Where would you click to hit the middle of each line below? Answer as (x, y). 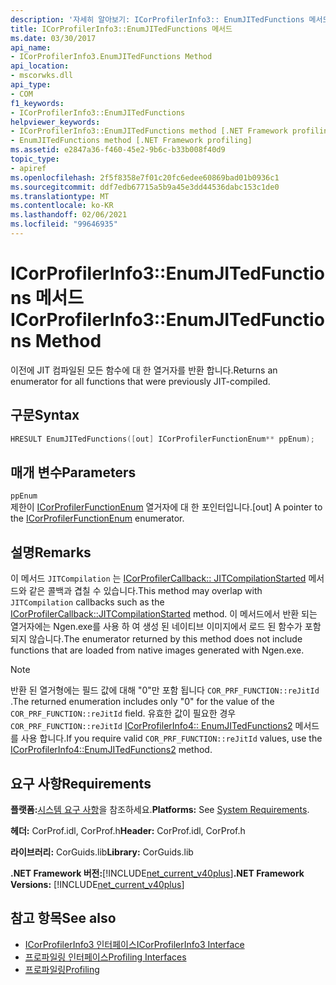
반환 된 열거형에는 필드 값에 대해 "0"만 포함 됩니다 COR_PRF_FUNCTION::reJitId (165, 690)
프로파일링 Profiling (62, 969)
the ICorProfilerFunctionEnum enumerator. (97, 518)
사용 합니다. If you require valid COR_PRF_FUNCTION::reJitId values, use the (171, 738)
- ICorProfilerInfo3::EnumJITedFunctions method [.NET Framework (149, 131)
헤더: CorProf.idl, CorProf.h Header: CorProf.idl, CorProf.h (128, 830)
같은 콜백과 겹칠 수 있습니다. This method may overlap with (145, 591)
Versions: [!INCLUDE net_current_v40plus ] (97, 884)
